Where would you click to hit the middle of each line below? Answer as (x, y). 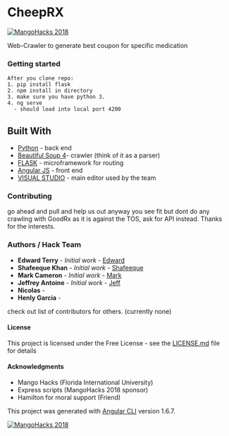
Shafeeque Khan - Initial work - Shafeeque (80, 267)
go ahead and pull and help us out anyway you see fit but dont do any (109, 212)
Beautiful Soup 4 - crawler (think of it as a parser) (89, 155)
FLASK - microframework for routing (70, 163)
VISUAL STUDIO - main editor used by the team (87, 178)
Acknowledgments (36, 367)
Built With (29, 131)
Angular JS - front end (50, 171)
